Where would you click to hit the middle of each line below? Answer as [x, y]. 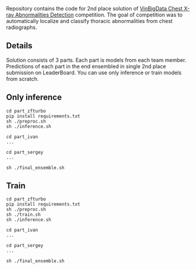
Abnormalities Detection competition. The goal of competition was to [99, 15]
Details [19, 46]
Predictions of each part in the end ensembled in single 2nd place [86, 66]
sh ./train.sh [24, 215]
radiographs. [22, 27]
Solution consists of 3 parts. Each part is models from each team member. [96, 60]
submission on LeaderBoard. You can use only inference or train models [94, 73]
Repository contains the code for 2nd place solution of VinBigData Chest [94, 9]
